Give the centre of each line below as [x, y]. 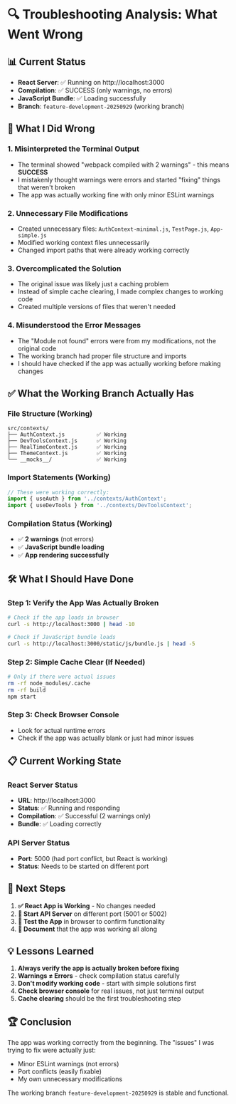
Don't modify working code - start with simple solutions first [107, 984]
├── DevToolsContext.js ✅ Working [67, 441]
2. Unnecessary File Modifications [68, 213]
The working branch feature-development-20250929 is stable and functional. [118, 1093]
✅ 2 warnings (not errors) [56, 539]
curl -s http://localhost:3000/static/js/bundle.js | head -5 [101, 644]
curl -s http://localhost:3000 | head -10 [71, 625]
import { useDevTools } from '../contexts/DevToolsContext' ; [100, 506]
